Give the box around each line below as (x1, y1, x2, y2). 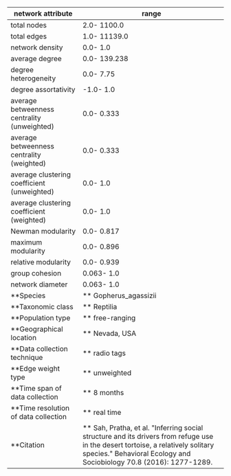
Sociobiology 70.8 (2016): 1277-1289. (82, 457, 213, 466)
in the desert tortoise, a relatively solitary (82, 440, 214, 449)
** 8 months (82, 388, 124, 397)
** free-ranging (82, 313, 136, 322)
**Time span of (10, 384, 62, 393)
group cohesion (10, 269, 62, 277)
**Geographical (10, 324, 63, 334)
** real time (82, 408, 122, 417)
